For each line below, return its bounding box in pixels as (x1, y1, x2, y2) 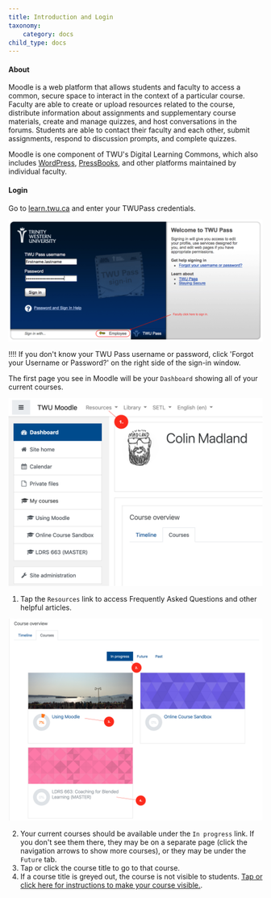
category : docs (23, 30, 74, 38)
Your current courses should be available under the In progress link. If (19, 829, 255, 839)
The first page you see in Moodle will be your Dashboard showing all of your (8, 374, 258, 384)
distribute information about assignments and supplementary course (8, 108, 236, 118)
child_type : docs (8, 39, 67, 47)
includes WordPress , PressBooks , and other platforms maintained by (8, 158, 236, 168)
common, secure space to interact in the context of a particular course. (8, 91, 245, 101)
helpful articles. (19, 602, 73, 613)
